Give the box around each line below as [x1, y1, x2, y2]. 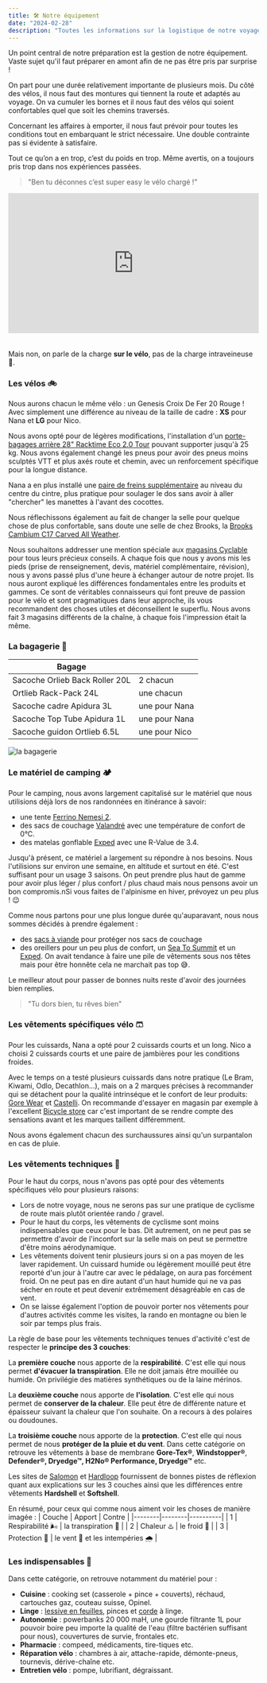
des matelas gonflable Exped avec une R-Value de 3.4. [19, 837, 199, 847]
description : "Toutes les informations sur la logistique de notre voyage [8, 26, 261, 34]
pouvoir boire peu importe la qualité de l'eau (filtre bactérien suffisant [19, 1623, 248, 1633]
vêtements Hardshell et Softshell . [8, 1488, 120, 1499]
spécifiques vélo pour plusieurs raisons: [8, 1185, 139, 1195]
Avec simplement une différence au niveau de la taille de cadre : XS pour [8, 407, 247, 417]
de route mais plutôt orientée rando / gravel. [19, 1209, 164, 1219]
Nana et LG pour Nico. [8, 415, 81, 425]
